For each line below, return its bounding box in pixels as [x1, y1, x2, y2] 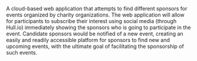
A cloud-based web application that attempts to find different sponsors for [6, 5, 188, 12]
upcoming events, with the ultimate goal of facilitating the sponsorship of [6, 43, 185, 50]
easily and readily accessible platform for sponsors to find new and [6, 37, 170, 43]
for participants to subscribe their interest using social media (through [6, 18, 177, 24]
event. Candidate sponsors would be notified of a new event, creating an [6, 30, 183, 37]
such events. [6, 49, 37, 56]
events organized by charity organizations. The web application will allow [6, 11, 185, 18]
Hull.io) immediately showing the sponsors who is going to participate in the [6, 24, 191, 31]
